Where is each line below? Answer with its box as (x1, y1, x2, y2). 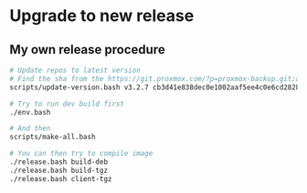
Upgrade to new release (9, 5, 195, 26)
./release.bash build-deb (9, 157, 108, 167)
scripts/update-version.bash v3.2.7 (9, 83, 149, 92)
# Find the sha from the (9, 74, 104, 83)
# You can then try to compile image (9, 149, 153, 158)
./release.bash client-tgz (9, 174, 112, 183)
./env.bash (9, 107, 51, 117)
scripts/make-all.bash (9, 133, 96, 142)
